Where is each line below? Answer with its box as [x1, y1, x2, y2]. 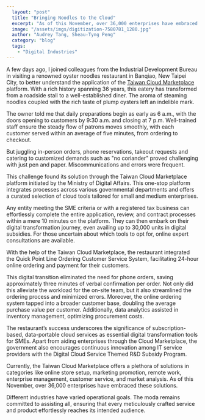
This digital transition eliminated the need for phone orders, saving [6, 273, 174, 280]
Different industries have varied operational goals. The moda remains [6, 393, 181, 401]
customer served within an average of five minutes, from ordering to [6, 129, 178, 137]
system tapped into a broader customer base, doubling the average [6, 299, 176, 307]
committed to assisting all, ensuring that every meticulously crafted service [6, 400, 195, 407]
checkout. [6, 136, 32, 143]
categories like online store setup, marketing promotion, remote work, [6, 369, 182, 376]
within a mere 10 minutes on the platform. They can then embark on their [6, 217, 189, 224]
